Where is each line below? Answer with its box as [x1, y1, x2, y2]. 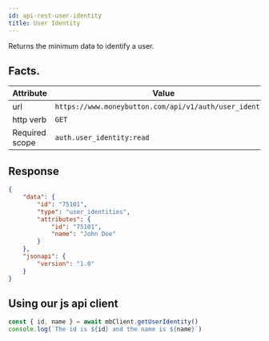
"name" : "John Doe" [50, 230, 116, 238]
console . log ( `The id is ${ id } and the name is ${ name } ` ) [8, 325, 203, 334]
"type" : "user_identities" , [37, 208, 130, 216]
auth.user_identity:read [54, 133, 150, 142]
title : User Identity [8, 19, 81, 27]
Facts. [8, 64, 40, 77]
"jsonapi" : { [22, 252, 66, 260]
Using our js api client [8, 296, 118, 310]
